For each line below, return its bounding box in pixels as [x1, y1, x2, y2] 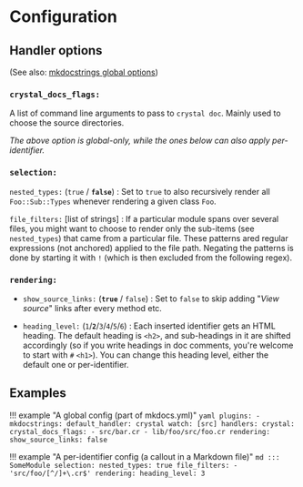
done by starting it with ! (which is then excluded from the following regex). [9, 252, 293, 263]
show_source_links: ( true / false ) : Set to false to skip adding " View [22, 293, 280, 304]
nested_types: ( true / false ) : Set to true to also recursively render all [9, 186, 270, 197]
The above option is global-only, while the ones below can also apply [9, 135, 270, 147]
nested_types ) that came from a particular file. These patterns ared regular [9, 232, 288, 243]
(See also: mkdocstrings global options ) [9, 66, 159, 77]
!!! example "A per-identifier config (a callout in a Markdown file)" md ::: [9, 451, 280, 462]
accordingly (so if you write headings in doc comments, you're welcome [22, 340, 294, 350]
